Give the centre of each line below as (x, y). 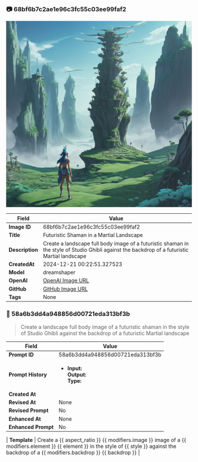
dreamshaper (59, 272)
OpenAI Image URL (66, 281)
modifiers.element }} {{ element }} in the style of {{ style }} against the (91, 446)
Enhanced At (25, 419)
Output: (77, 375)
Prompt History (28, 375)
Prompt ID (21, 355)
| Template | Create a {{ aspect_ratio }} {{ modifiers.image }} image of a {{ (96, 440)
